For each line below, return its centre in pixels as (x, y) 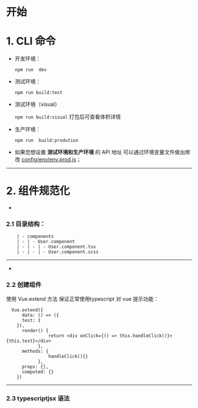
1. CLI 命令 (31, 41)
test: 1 (31, 320)
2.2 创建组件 (24, 285)
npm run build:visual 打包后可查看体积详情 (67, 117)
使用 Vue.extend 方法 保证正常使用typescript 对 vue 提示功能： (82, 298)
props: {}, (35, 366)
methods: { (35, 351)
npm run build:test (39, 93)
